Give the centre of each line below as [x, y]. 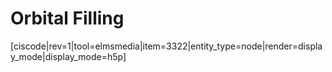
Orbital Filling [67, 18]
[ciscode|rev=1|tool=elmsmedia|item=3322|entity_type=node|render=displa [166, 46]
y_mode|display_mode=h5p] [68, 56]
